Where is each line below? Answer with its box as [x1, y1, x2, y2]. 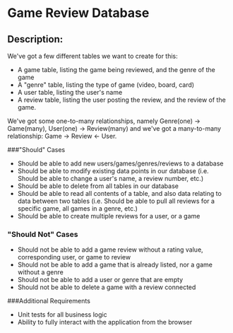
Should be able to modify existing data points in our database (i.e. [17, 167, 210, 175]
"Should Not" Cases [7, 229, 78, 239]
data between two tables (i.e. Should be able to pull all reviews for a [17, 197, 215, 205]
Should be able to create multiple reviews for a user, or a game [17, 212, 201, 220]
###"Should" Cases [7, 146, 66, 153]
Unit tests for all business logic [17, 310, 107, 319]
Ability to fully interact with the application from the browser [17, 318, 193, 327]
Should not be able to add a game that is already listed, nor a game [17, 260, 213, 269]
